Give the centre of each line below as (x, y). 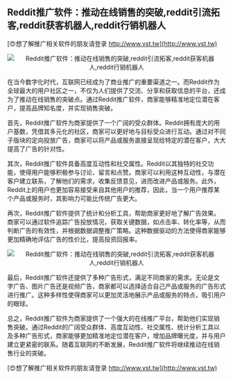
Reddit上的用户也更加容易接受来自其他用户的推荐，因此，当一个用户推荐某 (114, 189)
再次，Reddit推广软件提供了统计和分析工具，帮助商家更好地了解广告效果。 (114, 213)
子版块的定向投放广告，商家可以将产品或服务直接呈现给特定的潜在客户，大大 (116, 140)
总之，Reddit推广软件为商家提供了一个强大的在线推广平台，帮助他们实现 (111, 318)
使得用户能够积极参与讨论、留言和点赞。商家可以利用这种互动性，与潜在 (122, 172)
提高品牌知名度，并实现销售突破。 (68, 108)
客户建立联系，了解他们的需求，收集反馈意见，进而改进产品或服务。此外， (113, 181)
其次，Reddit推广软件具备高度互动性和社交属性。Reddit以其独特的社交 (107, 163)
